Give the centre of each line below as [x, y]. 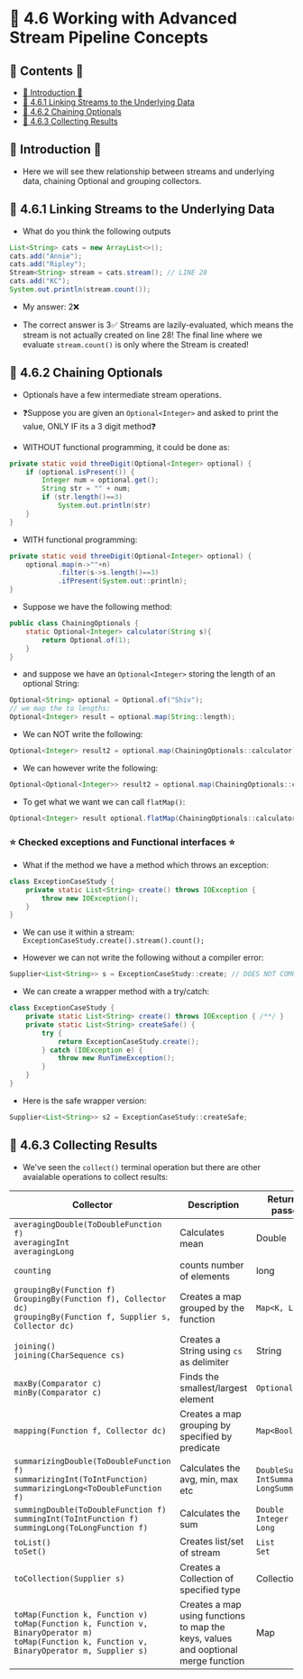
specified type [210, 1590]
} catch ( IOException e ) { [92, 1050]
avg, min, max [209, 1479]
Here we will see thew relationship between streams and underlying [148, 171]
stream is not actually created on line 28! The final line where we [142, 335]
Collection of [207, 1578]
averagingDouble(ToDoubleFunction [88, 1224]
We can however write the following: [90, 768]
